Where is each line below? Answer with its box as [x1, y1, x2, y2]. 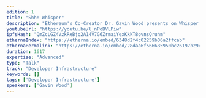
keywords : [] [6, 71, 40, 77]
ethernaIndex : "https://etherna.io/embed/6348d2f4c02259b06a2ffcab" [6, 37, 185, 43]
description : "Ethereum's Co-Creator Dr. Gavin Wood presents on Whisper [6, 20, 199, 26]
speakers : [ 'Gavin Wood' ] [6, 83, 72, 89]
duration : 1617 [6, 49, 45, 55]
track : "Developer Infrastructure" [6, 65, 97, 72]
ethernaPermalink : [6, 43, 53, 49]
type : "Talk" [6, 60, 40, 66]
